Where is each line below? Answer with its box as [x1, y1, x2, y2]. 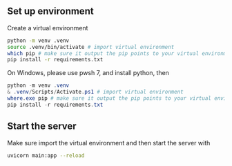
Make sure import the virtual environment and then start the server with [7, 138, 211, 147]
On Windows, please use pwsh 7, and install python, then [7, 69, 169, 77]
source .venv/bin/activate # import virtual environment [7, 43, 175, 50]
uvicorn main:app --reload [7, 152, 85, 159]
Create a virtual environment [7, 23, 88, 32]
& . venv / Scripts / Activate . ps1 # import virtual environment [7, 89, 184, 96]
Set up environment [7, 6, 95, 17]
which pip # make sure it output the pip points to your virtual [7, 50, 199, 57]
